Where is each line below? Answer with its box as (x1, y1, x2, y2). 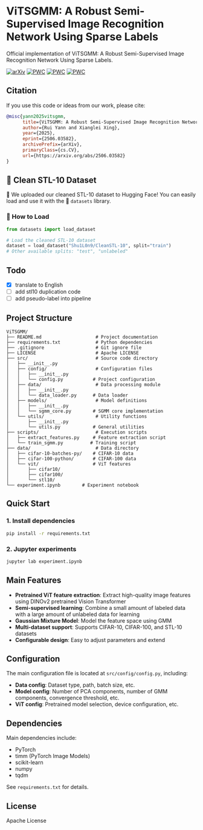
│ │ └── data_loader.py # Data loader (6, 392, 129, 398)
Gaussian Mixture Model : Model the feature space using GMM (14, 617, 172, 624)
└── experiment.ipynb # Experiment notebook (6, 482, 139, 488)
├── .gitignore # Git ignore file (6, 345, 142, 351)
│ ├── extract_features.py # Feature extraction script (6, 435, 166, 441)
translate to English (14, 281, 63, 288)
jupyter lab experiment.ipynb (6, 558, 83, 565)
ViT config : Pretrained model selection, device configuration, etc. (14, 701, 179, 708)
